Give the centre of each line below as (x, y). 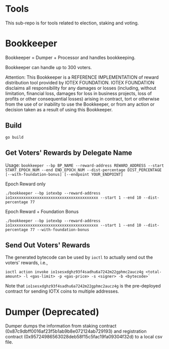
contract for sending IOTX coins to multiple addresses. (62, 291)
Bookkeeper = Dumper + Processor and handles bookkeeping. (70, 57)
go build (14, 137)
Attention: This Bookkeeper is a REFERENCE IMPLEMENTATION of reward (82, 77)
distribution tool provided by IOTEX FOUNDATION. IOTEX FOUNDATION (80, 82)
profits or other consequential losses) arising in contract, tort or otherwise (82, 99)
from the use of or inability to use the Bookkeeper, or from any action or (80, 104)
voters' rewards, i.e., (27, 263)
